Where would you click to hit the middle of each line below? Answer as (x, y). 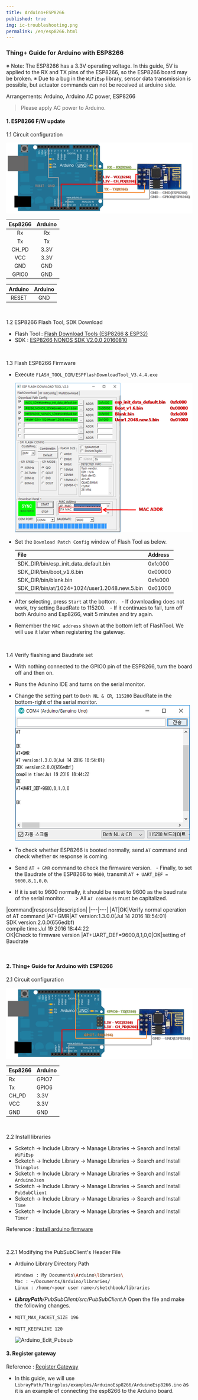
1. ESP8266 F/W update (36, 121)
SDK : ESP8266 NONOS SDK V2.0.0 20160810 (71, 340)
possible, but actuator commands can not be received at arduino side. (91, 85)
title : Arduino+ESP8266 (35, 12)
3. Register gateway (31, 1354)
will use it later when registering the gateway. (70, 631)
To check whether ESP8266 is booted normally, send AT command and (101, 850)
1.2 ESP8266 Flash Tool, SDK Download (55, 322)
